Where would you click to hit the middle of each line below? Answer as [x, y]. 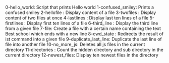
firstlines [14, 23]
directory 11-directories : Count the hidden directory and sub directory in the [84, 50]
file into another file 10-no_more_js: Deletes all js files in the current [75, 44]
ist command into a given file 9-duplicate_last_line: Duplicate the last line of [84, 39]
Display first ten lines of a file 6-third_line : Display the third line [93, 23]
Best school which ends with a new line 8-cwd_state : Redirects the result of [84, 34]
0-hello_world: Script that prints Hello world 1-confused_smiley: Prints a [80, 7]
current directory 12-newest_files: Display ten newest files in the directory [82, 55]
